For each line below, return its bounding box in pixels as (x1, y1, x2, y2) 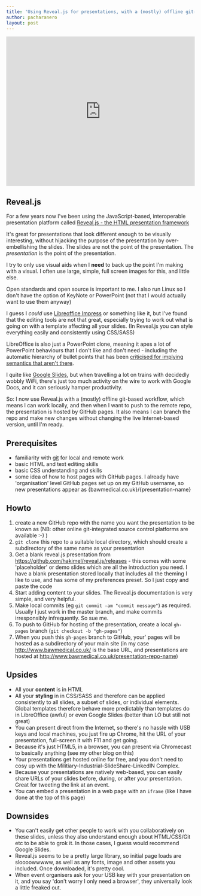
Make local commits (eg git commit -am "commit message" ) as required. (14, 602, 191, 609)
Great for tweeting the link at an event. (14, 781, 110, 788)
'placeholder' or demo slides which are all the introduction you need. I (14, 563, 187, 571)
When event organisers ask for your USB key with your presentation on (14, 871, 190, 879)
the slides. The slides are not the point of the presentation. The (38, 243, 194, 251)
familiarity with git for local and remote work (14, 454, 124, 461)
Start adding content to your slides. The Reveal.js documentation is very (14, 589, 193, 596)
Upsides (6, 670, 38, 680)
